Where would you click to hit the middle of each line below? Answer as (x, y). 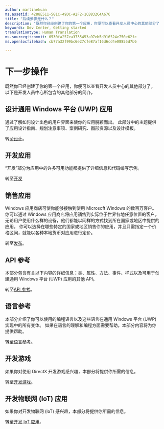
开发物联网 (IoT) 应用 (36, 398)
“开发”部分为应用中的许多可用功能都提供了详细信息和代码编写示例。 (73, 168)
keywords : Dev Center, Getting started (46, 28)
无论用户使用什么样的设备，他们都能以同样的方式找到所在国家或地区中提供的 (82, 221)
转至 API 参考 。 (20, 289)
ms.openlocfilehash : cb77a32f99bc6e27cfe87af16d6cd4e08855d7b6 (71, 42)
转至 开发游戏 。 (20, 382)
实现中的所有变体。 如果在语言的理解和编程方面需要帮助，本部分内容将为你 (81, 325)
